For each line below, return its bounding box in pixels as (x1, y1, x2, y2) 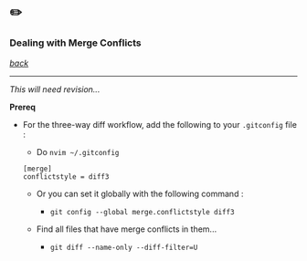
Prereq (9, 101, 37, 112)
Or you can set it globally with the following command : (36, 188, 244, 199)
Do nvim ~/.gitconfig (36, 146, 120, 157)
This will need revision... (9, 83, 101, 95)
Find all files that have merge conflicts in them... (36, 224, 217, 235)
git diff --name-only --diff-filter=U (49, 243, 198, 252)
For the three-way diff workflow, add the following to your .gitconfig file (22, 119, 297, 130)
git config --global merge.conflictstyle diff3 (49, 207, 235, 216)
